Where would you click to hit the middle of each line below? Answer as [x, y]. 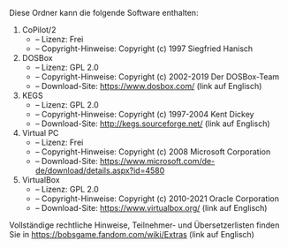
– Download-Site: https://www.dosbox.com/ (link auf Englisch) [148, 86]
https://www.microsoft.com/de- [158, 161]
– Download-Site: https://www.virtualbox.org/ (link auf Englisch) [151, 208]
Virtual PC [40, 133]
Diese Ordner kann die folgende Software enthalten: [104, 13]
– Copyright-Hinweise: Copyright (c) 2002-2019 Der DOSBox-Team [157, 77]
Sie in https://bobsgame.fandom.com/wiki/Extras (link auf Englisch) [132, 234]
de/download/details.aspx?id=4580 [100, 170]
